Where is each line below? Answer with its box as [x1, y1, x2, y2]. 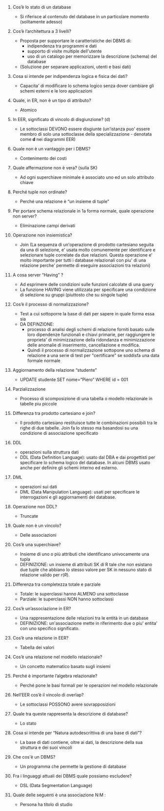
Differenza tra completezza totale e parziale [12, 581, 101, 587]
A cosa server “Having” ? [12, 272, 63, 278]
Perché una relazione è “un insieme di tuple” [20, 198, 109, 204]
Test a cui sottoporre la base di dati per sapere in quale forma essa [20, 311, 155, 316]
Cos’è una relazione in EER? [12, 635, 69, 641]
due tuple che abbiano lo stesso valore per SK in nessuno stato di [20, 567, 152, 572]
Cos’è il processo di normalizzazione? [12, 301, 89, 307]
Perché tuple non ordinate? [12, 189, 67, 195]
